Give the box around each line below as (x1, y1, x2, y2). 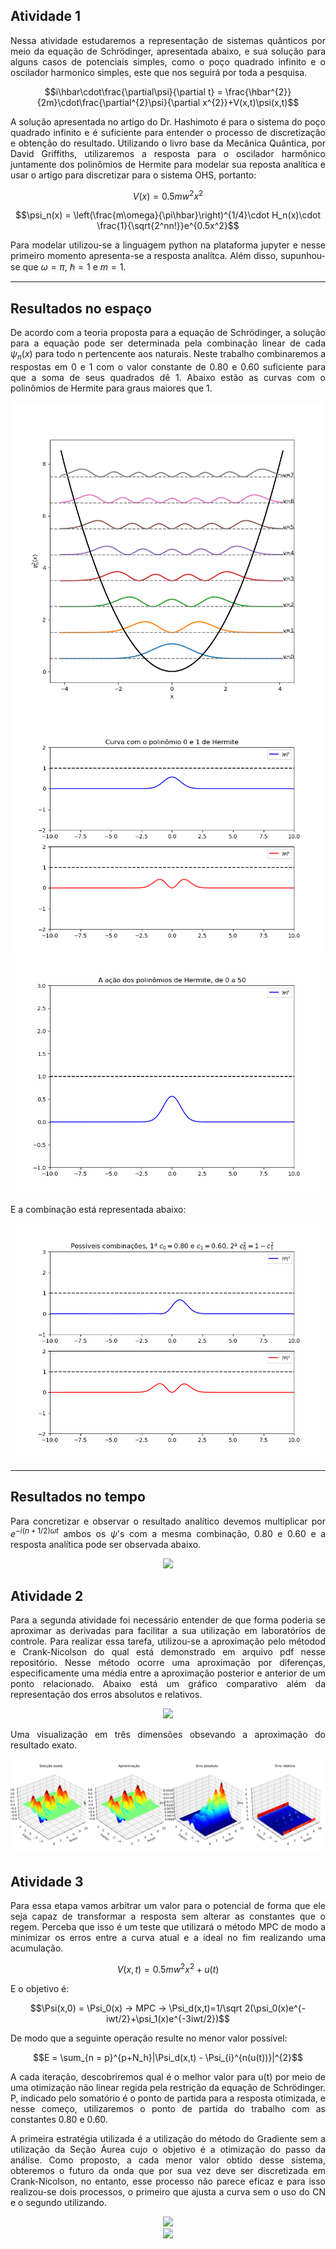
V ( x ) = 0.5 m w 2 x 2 (132, 188, 204, 202)
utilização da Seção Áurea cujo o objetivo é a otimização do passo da (10, 2143, 326, 2155)
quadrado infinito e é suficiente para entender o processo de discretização (10, 126, 326, 138)
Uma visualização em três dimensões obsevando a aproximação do (10, 1729, 326, 1741)
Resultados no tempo (10, 1489, 146, 1506)
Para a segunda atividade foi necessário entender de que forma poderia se (10, 1614, 326, 1626)
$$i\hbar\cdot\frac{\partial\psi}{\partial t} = (44, 85, 223, 98)
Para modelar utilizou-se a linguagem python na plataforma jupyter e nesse (10, 239, 326, 251)
